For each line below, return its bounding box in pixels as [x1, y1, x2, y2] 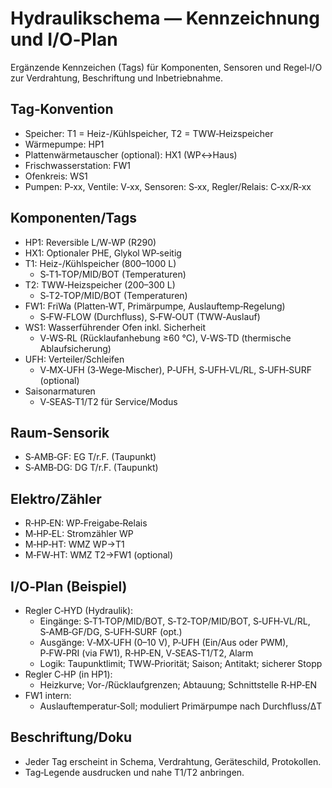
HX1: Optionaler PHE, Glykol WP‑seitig [24, 247, 182, 259]
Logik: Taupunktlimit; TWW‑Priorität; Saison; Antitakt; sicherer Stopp [39, 658, 323, 669]
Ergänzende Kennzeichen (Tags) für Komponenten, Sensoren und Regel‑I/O [10, 61, 323, 73]
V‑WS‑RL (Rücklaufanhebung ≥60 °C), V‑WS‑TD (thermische [39, 332, 292, 344]
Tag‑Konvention [10, 101, 114, 118]
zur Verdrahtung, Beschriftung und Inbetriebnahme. [10, 72, 223, 84]
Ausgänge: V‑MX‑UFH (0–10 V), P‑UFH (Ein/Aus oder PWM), [39, 637, 289, 648]
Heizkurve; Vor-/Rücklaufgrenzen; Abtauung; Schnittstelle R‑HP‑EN [39, 679, 318, 691]
